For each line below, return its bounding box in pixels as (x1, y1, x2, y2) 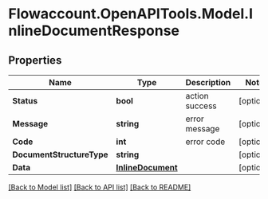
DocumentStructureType (12, 149, 109, 160)
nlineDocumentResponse (8, 21, 180, 40)
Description (185, 77, 231, 88)
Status (12, 96, 38, 106)
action (185, 91, 209, 101)
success (185, 100, 217, 111)
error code (185, 136, 226, 147)
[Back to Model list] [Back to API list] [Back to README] (8, 182, 191, 192)
